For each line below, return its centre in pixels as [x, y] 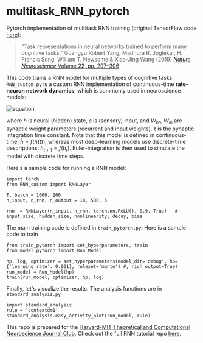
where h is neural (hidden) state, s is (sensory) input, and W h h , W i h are [94, 121]
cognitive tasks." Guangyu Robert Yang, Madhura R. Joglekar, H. [102, 52]
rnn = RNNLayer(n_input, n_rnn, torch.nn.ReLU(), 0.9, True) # [92, 211]
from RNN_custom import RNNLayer [49, 184]
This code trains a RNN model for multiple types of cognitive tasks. [90, 77]
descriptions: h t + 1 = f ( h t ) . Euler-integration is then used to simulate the [96, 149]
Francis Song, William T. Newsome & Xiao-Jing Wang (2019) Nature [106, 59]
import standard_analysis [39, 305]
